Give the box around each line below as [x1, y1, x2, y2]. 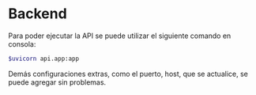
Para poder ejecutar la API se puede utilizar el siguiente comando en [8, 31, 232, 40]
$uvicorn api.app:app [8, 55, 80, 63]
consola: [8, 39, 36, 48]
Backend [8, 5, 67, 23]
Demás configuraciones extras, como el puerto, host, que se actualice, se [8, 69, 249, 78]
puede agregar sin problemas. [8, 77, 107, 87]
